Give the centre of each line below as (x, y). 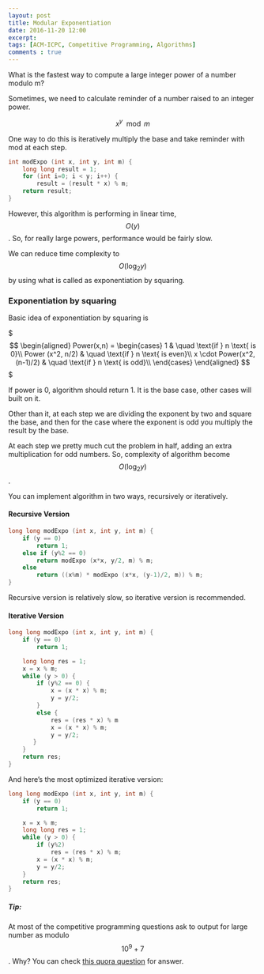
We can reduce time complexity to (64, 253)
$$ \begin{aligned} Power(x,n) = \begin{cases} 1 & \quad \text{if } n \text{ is (133, 345)
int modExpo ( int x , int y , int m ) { (70, 162)
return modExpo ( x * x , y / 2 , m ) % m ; (95, 561)
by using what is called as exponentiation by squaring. (96, 280)
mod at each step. (38, 147)
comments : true (35, 52)
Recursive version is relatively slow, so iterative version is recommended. (127, 597)
